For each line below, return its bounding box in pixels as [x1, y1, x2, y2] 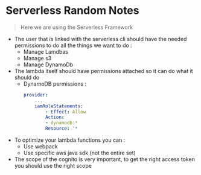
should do [14, 74, 40, 81]
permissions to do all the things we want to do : [14, 42, 132, 49]
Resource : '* [45, 126, 78, 132]
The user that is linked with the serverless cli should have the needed [14, 35, 187, 42]
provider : [23, 92, 49, 98]
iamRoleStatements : [34, 103, 84, 109]
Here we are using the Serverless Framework [20, 24, 133, 31]
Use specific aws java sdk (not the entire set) [23, 149, 136, 157]
